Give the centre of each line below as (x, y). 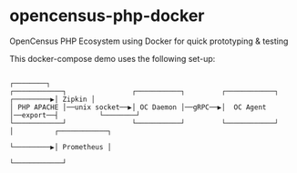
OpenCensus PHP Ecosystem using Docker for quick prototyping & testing (149, 41)
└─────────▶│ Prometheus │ (61, 147)
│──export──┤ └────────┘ (75, 115)
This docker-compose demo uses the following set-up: (113, 58)
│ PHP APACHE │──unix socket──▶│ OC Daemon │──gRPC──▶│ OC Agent (138, 107)
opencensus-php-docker (107, 16)
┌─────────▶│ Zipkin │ (52, 99)
